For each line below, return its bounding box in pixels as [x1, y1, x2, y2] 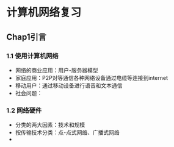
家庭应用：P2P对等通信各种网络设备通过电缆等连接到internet [15, 74, 168, 81]
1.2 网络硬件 [6, 106, 42, 115]
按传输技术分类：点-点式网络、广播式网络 [15, 129, 120, 136]
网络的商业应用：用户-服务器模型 [15, 66, 99, 74]
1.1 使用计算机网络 [6, 51, 59, 60]
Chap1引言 [6, 32, 47, 42]
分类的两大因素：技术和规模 [15, 121, 85, 129]
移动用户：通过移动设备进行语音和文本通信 [15, 82, 123, 89]
